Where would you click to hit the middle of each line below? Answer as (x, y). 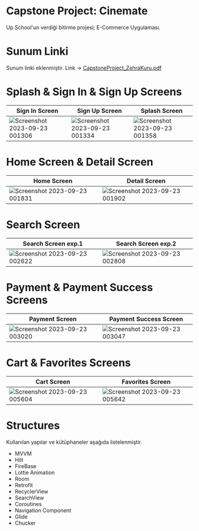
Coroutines (28, 504)
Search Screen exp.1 (53, 244)
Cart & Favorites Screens (69, 363)
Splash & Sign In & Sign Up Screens (94, 92)
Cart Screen (53, 381)
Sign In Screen (37, 110)
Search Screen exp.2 (146, 244)
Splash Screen (162, 110)
